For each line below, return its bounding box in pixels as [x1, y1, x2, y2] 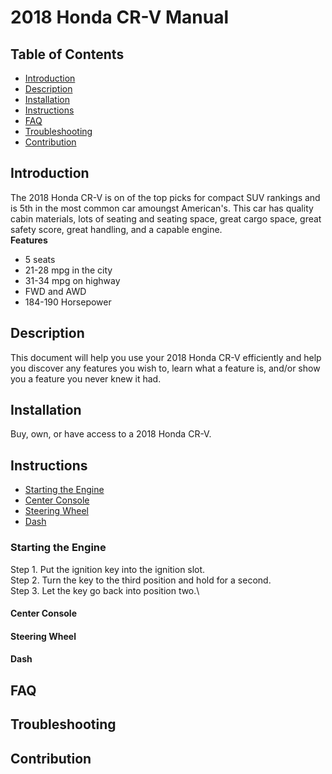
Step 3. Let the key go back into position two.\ [10, 584, 200, 596]
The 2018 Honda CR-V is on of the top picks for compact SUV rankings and [10, 191, 321, 203]
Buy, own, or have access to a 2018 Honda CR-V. [10, 428, 212, 440]
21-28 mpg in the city [24, 264, 113, 276]
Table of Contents [10, 46, 125, 63]
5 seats [24, 253, 56, 265]
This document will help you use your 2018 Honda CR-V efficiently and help [10, 351, 322, 363]
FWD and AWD [24, 285, 87, 297]
